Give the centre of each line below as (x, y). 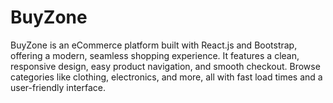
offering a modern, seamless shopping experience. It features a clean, (155, 55)
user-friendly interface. (58, 87)
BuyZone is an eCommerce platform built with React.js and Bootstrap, (154, 45)
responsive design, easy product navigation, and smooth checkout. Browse (165, 66)
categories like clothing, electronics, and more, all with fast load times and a (166, 77)
